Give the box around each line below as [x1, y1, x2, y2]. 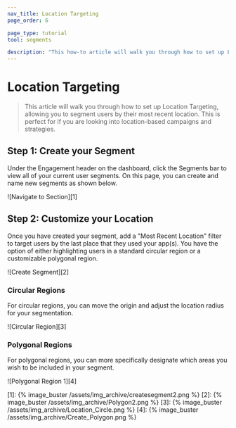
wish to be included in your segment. [7, 363, 114, 372]
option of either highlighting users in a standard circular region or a [7, 246, 202, 255]
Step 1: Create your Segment [7, 145, 136, 157]
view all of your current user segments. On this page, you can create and [7, 171, 219, 180]
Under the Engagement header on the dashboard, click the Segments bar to [7, 163, 227, 172]
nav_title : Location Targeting [7, 10, 99, 18]
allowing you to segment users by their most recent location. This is [24, 110, 221, 118]
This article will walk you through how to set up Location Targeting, [24, 103, 219, 111]
